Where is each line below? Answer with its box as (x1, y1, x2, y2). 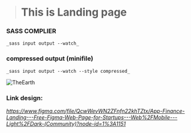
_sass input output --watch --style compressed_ (6, 68, 130, 74)
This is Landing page (20, 5, 127, 19)
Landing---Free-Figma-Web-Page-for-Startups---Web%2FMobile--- (6, 114, 178, 121)
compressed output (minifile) (6, 54, 94, 63)
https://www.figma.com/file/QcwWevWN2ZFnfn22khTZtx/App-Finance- (6, 108, 185, 115)
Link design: (6, 93, 43, 102)
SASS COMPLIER (6, 27, 56, 36)
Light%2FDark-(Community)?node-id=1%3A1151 (6, 120, 126, 128)
